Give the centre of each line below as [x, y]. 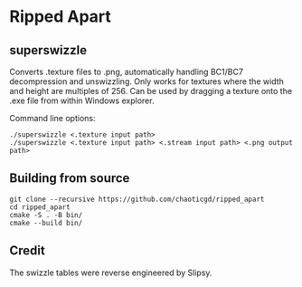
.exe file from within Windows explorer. [82, 100]
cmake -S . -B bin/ [46, 215]
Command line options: [52, 118]
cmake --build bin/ [46, 223]
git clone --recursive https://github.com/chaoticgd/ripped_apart [137, 199]
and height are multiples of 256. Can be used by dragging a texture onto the [151, 91]
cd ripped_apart [40, 207]
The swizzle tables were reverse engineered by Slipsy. [111, 273]
